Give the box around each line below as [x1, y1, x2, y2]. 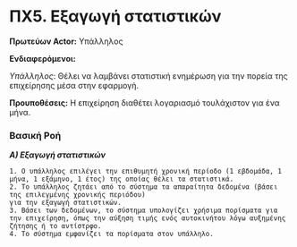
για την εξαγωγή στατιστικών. [9, 199, 123, 208]
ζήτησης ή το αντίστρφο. [9, 222, 102, 231]
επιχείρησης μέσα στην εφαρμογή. [9, 80, 140, 90]
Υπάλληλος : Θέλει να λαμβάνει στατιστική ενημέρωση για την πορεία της [9, 70, 288, 81]
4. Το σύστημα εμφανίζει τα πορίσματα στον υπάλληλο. [9, 230, 215, 239]
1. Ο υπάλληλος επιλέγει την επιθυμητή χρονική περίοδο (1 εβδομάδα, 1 [9, 167, 282, 176]
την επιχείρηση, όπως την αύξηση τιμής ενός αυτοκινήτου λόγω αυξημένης [9, 214, 286, 223]
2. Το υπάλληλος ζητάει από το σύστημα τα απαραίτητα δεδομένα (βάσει [9, 183, 278, 192]
